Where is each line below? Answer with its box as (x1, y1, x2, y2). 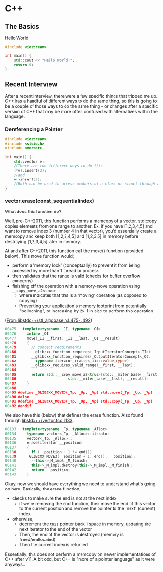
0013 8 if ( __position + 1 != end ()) (5, 449, 92, 454)
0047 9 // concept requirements (5, 345, 81, 350)
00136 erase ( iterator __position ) (5, 440, 83, 445)
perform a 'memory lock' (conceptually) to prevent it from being (12, 262, 140, 268)
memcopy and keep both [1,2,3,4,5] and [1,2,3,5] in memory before (5, 233, 139, 239)
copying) (19, 298, 37, 304)
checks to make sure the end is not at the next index (12, 495, 117, 501)
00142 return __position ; (5, 468, 70, 473)
